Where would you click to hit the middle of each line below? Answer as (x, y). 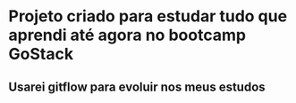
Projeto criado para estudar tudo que (148, 16)
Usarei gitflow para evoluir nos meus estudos (137, 87)
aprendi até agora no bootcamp (127, 35)
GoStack (41, 54)
